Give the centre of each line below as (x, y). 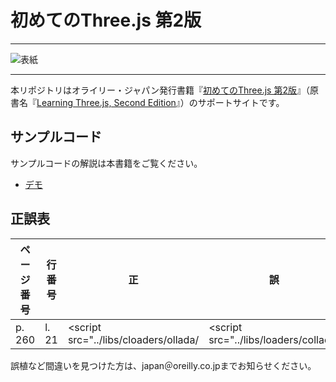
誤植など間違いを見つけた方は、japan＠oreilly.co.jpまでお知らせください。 (163, 365)
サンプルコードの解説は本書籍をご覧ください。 (106, 163)
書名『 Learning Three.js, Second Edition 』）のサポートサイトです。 (147, 102)
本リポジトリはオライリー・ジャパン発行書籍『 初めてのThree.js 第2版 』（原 (164, 90)
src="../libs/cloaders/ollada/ (133, 339)
